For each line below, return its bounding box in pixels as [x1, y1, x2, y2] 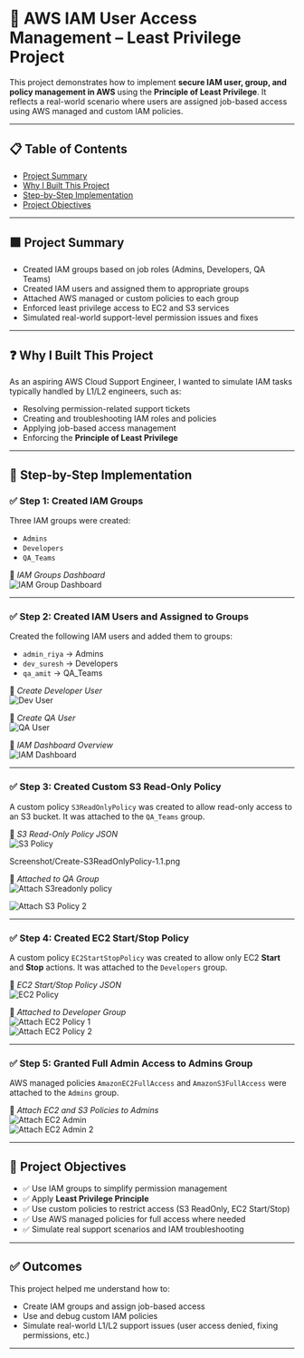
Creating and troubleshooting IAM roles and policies [22, 413, 217, 425]
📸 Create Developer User [9, 685, 102, 697]
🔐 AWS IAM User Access [9, 8, 197, 29]
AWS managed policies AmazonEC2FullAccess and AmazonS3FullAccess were [9, 1078, 287, 1089]
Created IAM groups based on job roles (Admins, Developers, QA [22, 263, 265, 275]
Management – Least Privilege [9, 27, 242, 48]
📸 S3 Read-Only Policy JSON [9, 828, 119, 839]
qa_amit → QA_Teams [22, 668, 103, 679]
